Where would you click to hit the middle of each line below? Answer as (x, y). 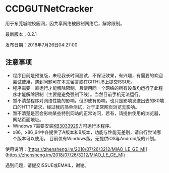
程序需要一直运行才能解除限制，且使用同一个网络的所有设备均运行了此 (86, 88)
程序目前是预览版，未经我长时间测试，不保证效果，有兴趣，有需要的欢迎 (88, 75)
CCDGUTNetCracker (49, 9)
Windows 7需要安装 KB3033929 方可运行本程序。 (63, 126)
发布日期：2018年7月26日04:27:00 (41, 45)
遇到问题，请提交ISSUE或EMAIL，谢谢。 (47, 165)
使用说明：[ (17, 149)
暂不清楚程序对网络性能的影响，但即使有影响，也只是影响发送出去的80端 (88, 100)
